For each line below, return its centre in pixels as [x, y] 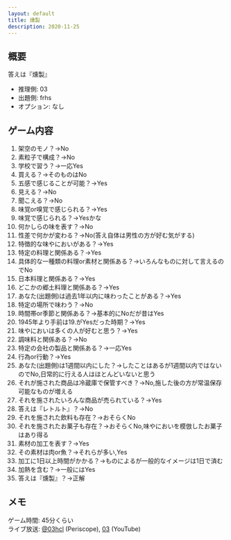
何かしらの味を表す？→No [55, 227]
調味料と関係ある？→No [52, 339]
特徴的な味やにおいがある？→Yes [66, 244]
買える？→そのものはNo [52, 175]
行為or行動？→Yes [44, 357]
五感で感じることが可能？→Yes [63, 183]
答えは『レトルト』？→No [55, 409]
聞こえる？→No [40, 201]
